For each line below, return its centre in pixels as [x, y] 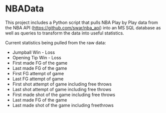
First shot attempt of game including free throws [62, 84]
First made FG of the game [40, 63]
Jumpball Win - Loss [34, 52]
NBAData [24, 9]
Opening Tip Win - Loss [37, 57]
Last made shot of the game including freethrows [63, 105]
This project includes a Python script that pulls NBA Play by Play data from [82, 22]
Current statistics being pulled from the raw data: [56, 42]
